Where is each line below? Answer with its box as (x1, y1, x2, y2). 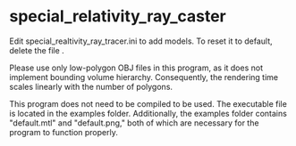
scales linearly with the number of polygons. (9, 81, 173, 92)
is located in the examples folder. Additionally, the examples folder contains (9, 108, 288, 118)
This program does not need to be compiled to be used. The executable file (9, 98, 288, 109)
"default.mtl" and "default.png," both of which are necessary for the (9, 118, 259, 128)
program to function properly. (9, 126, 118, 137)
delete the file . (9, 45, 64, 55)
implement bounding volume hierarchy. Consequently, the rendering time (9, 71, 279, 82)
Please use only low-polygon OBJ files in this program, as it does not (9, 62, 264, 73)
